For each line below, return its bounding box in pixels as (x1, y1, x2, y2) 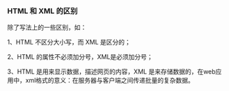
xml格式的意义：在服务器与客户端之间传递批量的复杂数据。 (25, 76, 195, 85)
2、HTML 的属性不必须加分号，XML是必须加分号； (7, 53, 153, 61)
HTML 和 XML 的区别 (7, 6, 78, 15)
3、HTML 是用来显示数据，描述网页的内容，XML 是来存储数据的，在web (7, 67, 216, 76)
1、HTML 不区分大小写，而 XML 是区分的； (7, 38, 131, 47)
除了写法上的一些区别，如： (7, 23, 87, 32)
